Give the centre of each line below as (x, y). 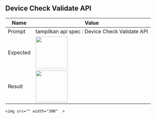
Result (15, 86)
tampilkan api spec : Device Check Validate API (92, 31)
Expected (19, 52)
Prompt (17, 31)
